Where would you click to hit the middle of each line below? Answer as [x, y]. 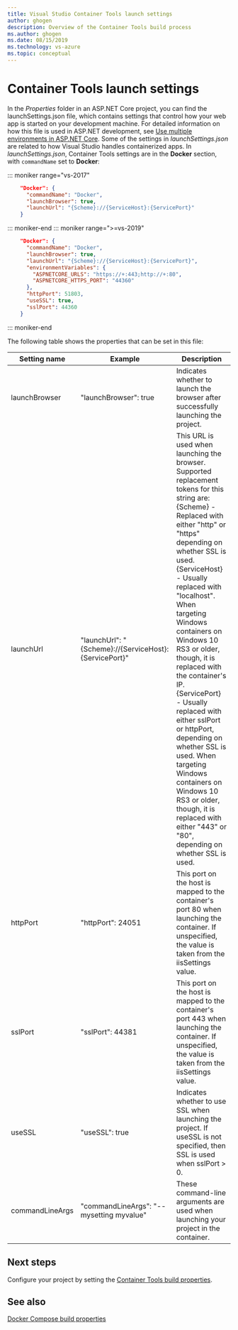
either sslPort [198, 720]
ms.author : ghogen [34, 34]
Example [125, 358]
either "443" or [201, 827]
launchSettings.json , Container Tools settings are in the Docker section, [112, 154]
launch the [194, 388]
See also [27, 1302]
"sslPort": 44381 [109, 1031]
